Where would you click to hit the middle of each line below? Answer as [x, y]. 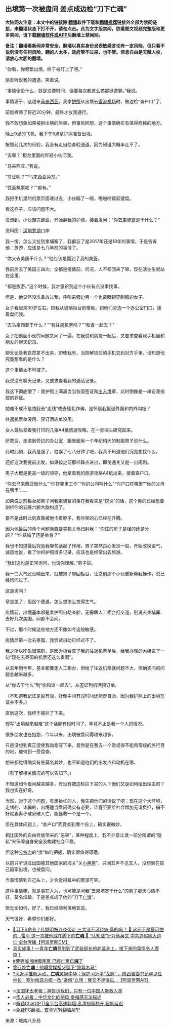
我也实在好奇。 [21, 790]
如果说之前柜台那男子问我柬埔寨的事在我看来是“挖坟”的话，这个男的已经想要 [85, 501]
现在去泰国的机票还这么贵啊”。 [44, 657]
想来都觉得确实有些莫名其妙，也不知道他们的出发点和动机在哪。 [72, 762]
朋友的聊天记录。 [23, 342]
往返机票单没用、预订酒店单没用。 [41, 419]
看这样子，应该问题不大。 [32, 209]
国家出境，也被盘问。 [32, 869]
